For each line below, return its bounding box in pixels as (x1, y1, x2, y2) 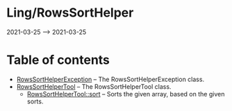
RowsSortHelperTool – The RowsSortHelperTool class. (16, 82, 172, 91)
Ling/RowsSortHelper (6, 5, 134, 21)
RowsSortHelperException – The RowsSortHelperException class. (16, 75, 205, 83)
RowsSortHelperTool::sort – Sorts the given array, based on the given (26, 89, 225, 98)
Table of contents (6, 52, 110, 68)
